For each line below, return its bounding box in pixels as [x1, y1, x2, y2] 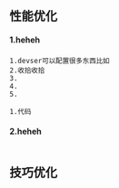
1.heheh [9, 34, 41, 45]
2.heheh [9, 126, 43, 137]
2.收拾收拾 [9, 66, 45, 75]
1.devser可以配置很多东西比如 [9, 56, 111, 65]
